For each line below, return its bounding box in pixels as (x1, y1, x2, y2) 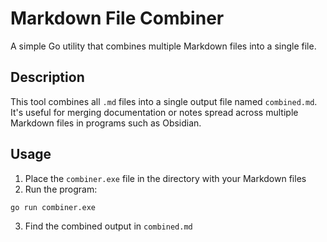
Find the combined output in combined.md (24, 220, 193, 232)
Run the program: (24, 183, 98, 195)
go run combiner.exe (10, 202, 97, 212)
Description (10, 69, 85, 86)
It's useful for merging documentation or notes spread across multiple (10, 106, 299, 118)
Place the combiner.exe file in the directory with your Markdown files (24, 172, 307, 184)
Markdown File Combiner (10, 7, 225, 30)
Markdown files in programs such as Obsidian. (10, 117, 202, 129)
